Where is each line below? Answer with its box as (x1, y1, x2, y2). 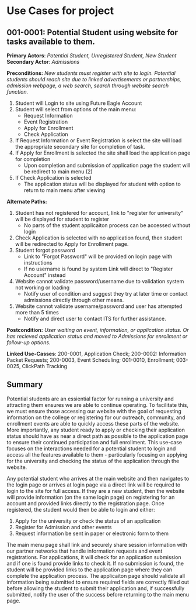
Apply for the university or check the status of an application (15, 517, 161, 525)
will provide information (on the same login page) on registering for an (6, 494, 175, 501)
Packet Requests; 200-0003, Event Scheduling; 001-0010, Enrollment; (6, 357, 175, 364)
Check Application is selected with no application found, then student (15, 234, 183, 241)
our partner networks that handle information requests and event (6, 547, 163, 554)
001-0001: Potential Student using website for (6, 28, 178, 37)
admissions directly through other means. (23, 297, 124, 303)
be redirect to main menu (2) (23, 168, 93, 175)
